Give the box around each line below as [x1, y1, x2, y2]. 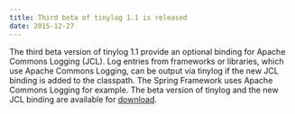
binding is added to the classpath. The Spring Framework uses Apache [9, 75, 273, 85]
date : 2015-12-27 [9, 22, 75, 31]
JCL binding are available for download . [9, 93, 158, 104]
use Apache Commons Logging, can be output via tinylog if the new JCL [9, 65, 280, 76]
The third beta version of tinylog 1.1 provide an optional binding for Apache [9, 46, 286, 57]
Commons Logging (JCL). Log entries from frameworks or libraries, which [9, 56, 284, 66]
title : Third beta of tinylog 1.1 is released [9, 13, 188, 22]
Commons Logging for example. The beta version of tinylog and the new [9, 84, 279, 95]
